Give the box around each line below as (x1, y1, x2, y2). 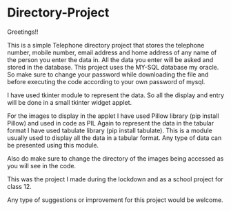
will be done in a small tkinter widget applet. (7, 98, 132, 106)
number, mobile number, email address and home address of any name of (7, 48, 217, 57)
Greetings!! (7, 28, 39, 36)
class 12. (7, 182, 32, 190)
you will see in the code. (7, 161, 77, 170)
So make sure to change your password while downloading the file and (7, 70, 209, 79)
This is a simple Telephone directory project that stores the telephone (7, 41, 205, 49)
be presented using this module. (7, 141, 99, 149)
